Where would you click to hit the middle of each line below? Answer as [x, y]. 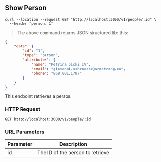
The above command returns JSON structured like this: [73, 33]
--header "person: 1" [32, 23]
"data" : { [24, 46]
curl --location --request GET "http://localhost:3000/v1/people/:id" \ [81, 19]
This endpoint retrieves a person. [38, 96]
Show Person [26, 8]
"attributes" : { [39, 60]
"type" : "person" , [41, 55]
